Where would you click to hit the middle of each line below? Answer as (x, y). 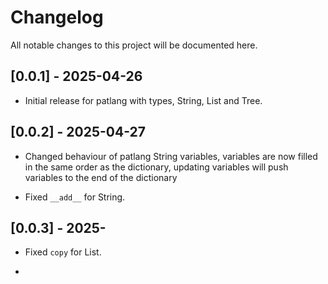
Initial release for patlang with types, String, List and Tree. (143, 100)
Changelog (57, 17)
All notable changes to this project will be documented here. (134, 45)
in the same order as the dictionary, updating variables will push (156, 167)
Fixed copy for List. (63, 252)
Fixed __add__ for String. (75, 197)
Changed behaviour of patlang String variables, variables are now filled (171, 156)
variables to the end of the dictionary (101, 177)
